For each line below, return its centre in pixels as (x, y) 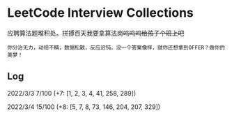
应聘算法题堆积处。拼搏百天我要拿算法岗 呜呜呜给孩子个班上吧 (96, 33)
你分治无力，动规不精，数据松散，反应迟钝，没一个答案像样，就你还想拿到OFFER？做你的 (116, 47)
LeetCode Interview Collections (100, 13)
